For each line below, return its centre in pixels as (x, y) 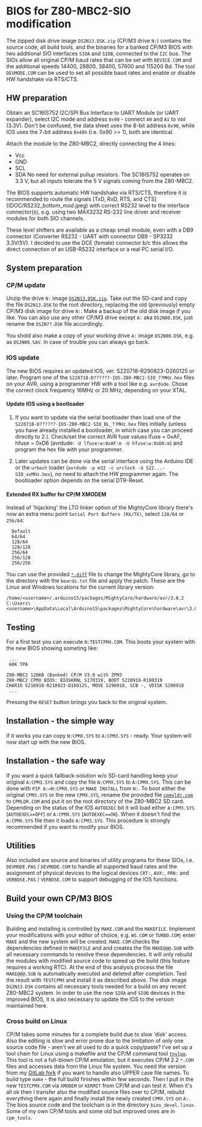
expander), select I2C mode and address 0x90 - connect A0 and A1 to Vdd (96, 119)
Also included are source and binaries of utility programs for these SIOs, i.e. (100, 860)
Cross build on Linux (37, 1021)
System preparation (44, 268)
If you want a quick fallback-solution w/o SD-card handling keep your (92, 775)
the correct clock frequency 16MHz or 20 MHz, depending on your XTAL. (97, 390)
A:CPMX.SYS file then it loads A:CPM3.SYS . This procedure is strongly (88, 820)
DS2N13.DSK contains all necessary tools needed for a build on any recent (96, 986)
